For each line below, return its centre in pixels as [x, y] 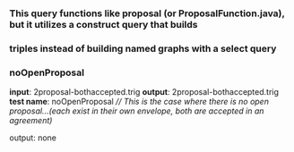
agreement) [31, 121]
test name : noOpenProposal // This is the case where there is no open [139, 102]
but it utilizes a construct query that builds [104, 24]
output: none [33, 138]
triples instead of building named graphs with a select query [143, 48]
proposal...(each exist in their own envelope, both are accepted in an [137, 111]
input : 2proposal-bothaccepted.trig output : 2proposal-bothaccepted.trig [144, 92]
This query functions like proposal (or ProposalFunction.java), [147, 13]
